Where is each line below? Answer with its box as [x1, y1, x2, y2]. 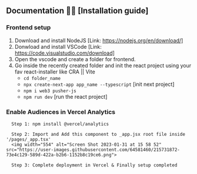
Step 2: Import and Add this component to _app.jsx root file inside [11, 131, 185, 137]
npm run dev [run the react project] [23, 93, 108, 100]
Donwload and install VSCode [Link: [14, 43, 102, 50]
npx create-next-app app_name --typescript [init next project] [23, 81, 175, 88]
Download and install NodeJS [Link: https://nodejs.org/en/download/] [14, 36, 183, 44]
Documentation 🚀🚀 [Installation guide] [6, 6, 149, 16]
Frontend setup [6, 24, 51, 32]
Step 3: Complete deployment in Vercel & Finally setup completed [11, 162, 178, 168]
